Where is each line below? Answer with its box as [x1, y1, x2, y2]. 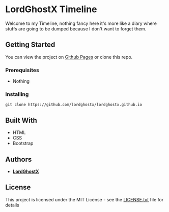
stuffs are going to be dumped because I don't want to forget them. [5, 25, 147, 31]
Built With [5, 116, 37, 125]
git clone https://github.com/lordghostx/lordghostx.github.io [5, 102, 143, 108]
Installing [5, 90, 29, 97]
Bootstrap [12, 140, 34, 147]
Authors [5, 155, 32, 163]
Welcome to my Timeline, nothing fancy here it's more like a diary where [5, 20, 157, 26]
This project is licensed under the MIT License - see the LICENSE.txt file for [5, 196, 164, 202]
